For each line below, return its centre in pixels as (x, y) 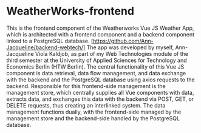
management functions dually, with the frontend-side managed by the (94, 112)
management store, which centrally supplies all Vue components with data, (100, 92)
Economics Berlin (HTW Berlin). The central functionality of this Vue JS (95, 66)
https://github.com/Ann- (123, 41)
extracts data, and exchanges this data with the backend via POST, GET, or (100, 99)
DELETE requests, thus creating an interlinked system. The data (86, 105)
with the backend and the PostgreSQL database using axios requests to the (101, 80)
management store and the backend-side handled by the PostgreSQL (93, 118)
